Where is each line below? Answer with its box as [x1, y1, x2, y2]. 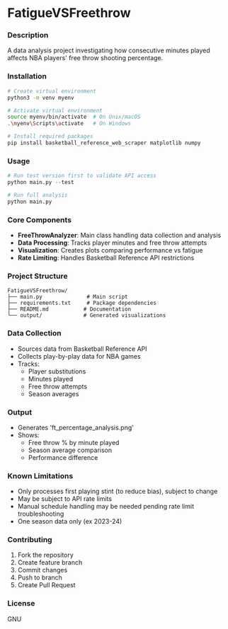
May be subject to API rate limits [17, 495, 112, 503]
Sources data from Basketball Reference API [17, 345, 147, 353]
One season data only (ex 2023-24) [17, 517, 122, 526]
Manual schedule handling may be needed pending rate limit [17, 502, 195, 511]
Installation [7, 71, 47, 81]
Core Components [7, 214, 72, 224]
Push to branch [17, 573, 62, 582]
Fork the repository [17, 550, 74, 560]
